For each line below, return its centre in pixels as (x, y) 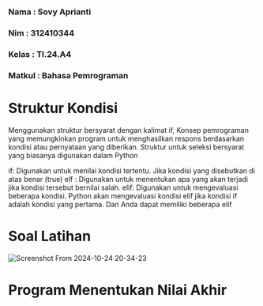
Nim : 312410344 (41, 32)
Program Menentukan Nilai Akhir (118, 290)
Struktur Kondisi (63, 108)
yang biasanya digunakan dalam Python (73, 155)
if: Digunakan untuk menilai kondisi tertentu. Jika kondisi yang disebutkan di (131, 170)
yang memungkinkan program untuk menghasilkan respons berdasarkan (126, 138)
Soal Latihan (50, 236)
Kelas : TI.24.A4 (40, 54)
